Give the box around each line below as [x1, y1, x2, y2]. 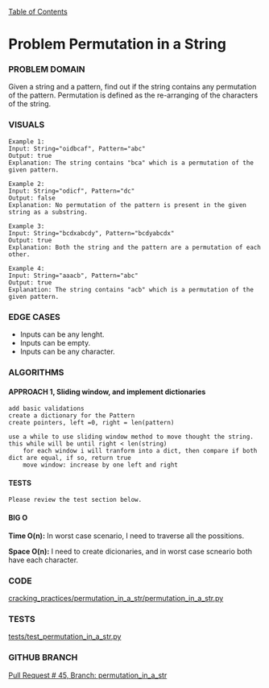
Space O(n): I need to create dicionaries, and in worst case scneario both [8, 546, 252, 556]
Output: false [8, 193, 56, 202]
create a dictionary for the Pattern [8, 412, 135, 420]
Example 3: [8, 222, 45, 230]
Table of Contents [8, 7, 68, 16]
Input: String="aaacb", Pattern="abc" [8, 271, 139, 280]
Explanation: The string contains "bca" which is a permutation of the [8, 159, 254, 167]
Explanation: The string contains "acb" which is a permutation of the [8, 285, 254, 293]
